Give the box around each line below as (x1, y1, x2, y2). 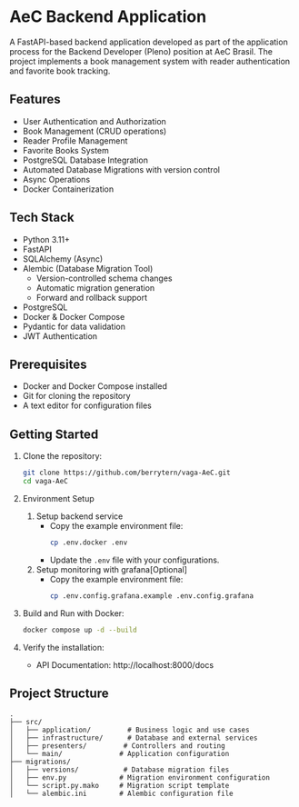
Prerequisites (9, 356, 87, 372)
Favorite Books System (22, 144, 109, 155)
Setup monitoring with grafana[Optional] (35, 563, 188, 574)
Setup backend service (35, 511, 124, 522)
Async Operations (22, 174, 91, 184)
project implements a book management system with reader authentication (9, 55, 291, 66)
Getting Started (9, 426, 99, 442)
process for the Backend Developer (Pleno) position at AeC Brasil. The (9, 45, 273, 56)
